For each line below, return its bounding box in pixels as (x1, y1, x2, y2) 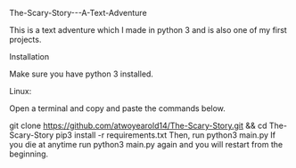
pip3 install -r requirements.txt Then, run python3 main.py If (55, 130, 276, 140)
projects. (9, 35, 42, 44)
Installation (9, 52, 50, 61)
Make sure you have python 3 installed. (9, 68, 154, 79)
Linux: (9, 86, 32, 96)
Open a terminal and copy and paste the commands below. (9, 103, 226, 114)
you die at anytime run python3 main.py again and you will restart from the (9, 140, 284, 149)
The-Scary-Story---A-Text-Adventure (9, 8, 147, 18)
